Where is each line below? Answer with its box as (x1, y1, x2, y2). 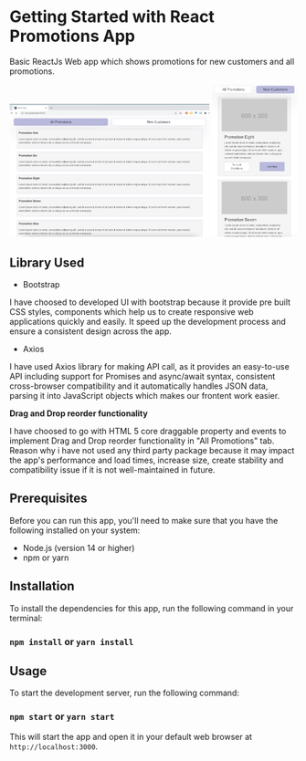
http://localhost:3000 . (9, 741, 99, 752)
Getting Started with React (9, 6, 215, 27)
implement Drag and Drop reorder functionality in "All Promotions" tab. (9, 435, 275, 446)
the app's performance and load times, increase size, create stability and (9, 454, 284, 466)
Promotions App (9, 26, 135, 47)
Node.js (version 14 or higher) (22, 542, 135, 553)
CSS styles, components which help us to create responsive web (9, 307, 254, 318)
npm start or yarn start (9, 710, 115, 723)
